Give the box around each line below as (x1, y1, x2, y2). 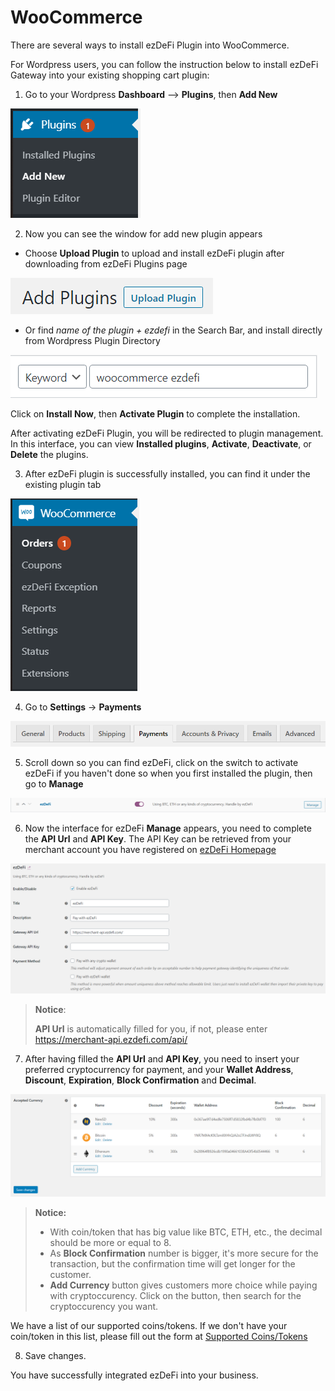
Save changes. (24, 1349, 87, 1361)
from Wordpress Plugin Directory (24, 334, 161, 346)
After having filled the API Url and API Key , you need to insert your (24, 1053, 300, 1065)
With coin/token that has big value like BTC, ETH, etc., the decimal (49, 1226, 323, 1238)
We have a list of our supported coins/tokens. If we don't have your (10, 1319, 288, 1331)
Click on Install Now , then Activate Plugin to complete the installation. (10, 407, 301, 420)
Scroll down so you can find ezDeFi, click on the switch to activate (24, 757, 299, 769)
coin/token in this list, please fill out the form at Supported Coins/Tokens (10, 1330, 308, 1342)
